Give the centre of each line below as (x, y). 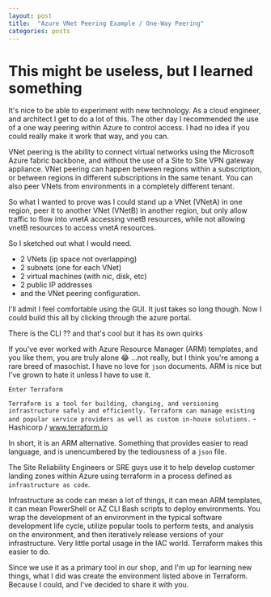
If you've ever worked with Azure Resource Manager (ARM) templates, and (133, 349)
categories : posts (39, 31)
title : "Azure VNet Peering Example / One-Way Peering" (106, 23)
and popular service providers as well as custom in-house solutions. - (133, 419)
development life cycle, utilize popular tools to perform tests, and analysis (131, 526)
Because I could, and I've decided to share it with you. (99, 585)
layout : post (30, 16)
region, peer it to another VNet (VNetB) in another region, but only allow (128, 210)
